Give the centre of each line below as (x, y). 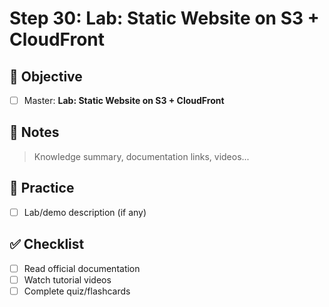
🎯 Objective (46, 76)
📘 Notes (34, 132)
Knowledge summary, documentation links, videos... (141, 156)
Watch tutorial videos (67, 279)
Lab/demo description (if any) (85, 212)
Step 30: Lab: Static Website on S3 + (164, 18)
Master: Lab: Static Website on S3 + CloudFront (124, 100)
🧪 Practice (42, 188)
